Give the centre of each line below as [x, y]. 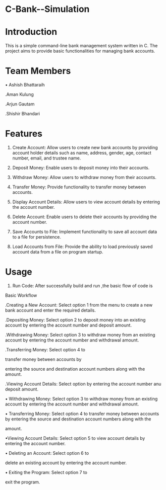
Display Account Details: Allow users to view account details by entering [86, 202]
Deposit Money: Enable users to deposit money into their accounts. [81, 168]
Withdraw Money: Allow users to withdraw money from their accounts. [84, 177]
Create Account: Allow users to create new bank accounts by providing [85, 147]
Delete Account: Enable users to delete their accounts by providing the [84, 217]
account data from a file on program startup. [58, 252]
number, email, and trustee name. [47, 158]
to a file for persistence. [37, 237]
